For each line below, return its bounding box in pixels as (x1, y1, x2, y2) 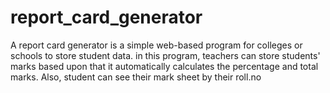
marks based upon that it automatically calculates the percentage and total (10, 60, 319, 72)
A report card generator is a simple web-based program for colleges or (10, 39, 303, 51)
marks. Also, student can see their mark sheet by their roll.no (10, 71, 262, 83)
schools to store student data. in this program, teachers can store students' (10, 49, 321, 61)
